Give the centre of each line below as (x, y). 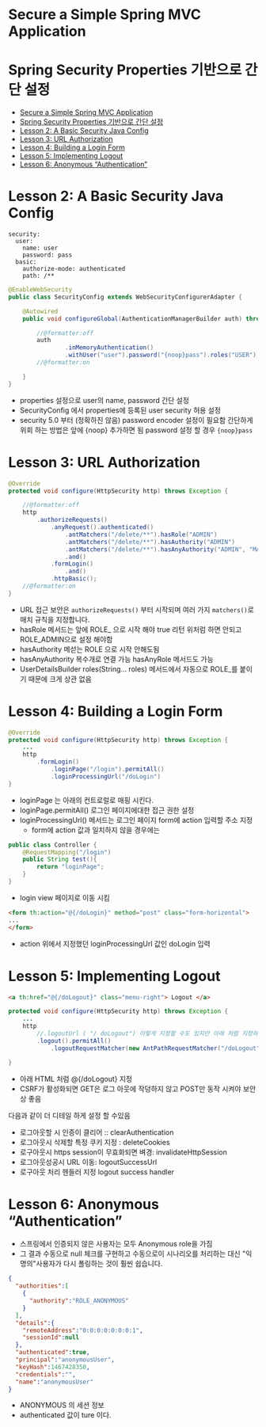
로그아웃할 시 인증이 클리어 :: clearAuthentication (97, 1132)
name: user (40, 248)
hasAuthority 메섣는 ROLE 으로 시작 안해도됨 (89, 649)
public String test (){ (60, 860)
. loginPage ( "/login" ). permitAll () (107, 770)
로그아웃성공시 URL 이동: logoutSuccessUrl (88, 1162)
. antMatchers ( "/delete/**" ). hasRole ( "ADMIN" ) (141, 535)
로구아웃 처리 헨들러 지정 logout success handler (97, 1172)
